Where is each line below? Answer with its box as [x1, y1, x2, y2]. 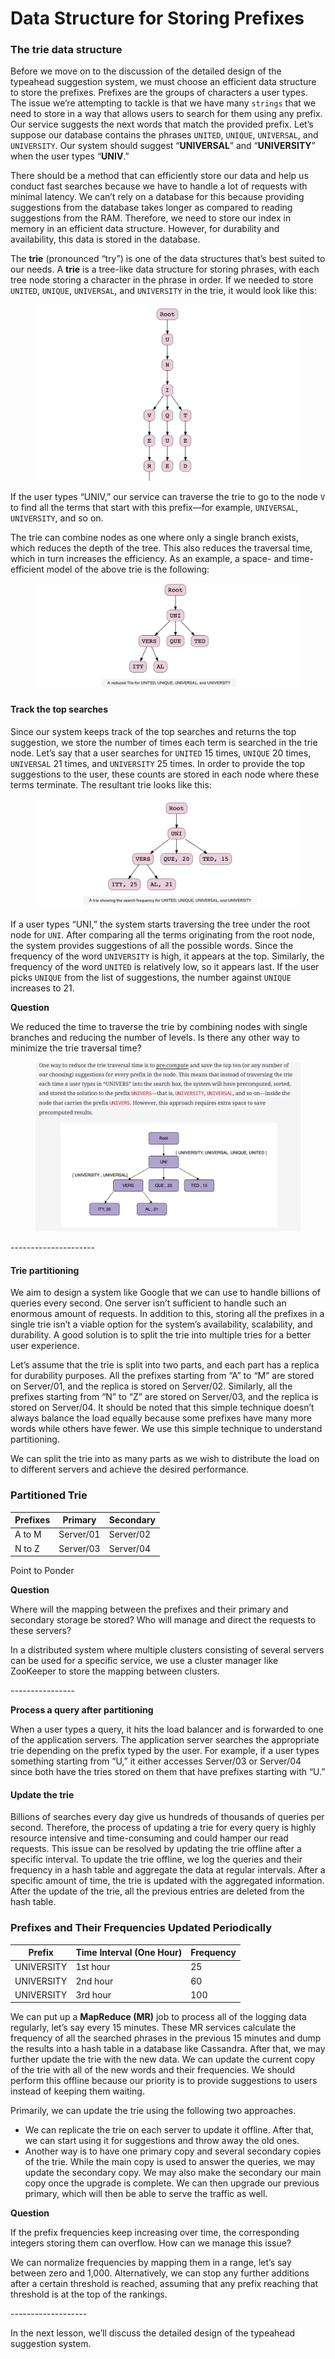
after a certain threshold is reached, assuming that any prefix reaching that [10, 2278, 319, 2290]
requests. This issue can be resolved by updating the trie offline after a [10, 1843, 302, 1855]
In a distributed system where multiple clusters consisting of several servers [10, 1644, 325, 1656]
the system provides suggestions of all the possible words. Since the [10, 940, 294, 952]
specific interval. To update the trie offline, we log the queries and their [10, 1853, 303, 1866]
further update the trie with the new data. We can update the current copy [10, 2053, 316, 2066]
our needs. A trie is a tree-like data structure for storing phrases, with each [10, 263, 320, 276]
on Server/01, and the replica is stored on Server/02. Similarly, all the [10, 1380, 293, 1392]
